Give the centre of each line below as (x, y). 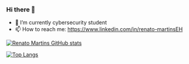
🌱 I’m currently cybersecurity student (61, 23)
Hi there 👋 (21, 10)
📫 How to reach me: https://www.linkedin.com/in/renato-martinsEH (99, 29)
